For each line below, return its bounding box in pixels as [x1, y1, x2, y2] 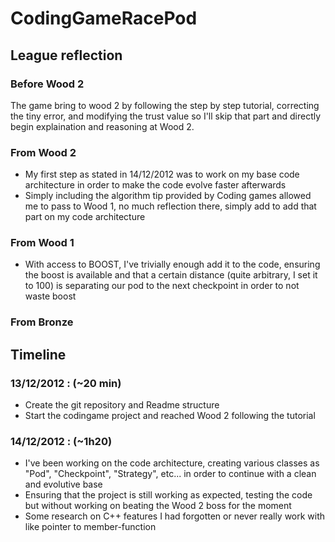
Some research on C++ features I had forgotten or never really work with [24, 510, 326, 522]
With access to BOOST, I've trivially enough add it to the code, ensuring [24, 258, 321, 271]
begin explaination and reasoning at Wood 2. [10, 120, 195, 132]
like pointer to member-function [24, 521, 157, 533]
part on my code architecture [24, 211, 146, 223]
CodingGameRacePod [10, 7, 198, 30]
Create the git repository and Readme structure [24, 399, 220, 411]
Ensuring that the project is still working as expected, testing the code [24, 489, 313, 501]
